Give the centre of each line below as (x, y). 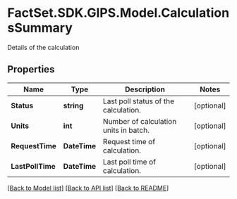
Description (145, 89)
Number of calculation (140, 121)
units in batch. (126, 130)
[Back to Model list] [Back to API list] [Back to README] (88, 188)
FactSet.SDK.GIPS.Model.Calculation (119, 13)
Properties (31, 69)
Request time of (129, 141)
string (73, 105)
